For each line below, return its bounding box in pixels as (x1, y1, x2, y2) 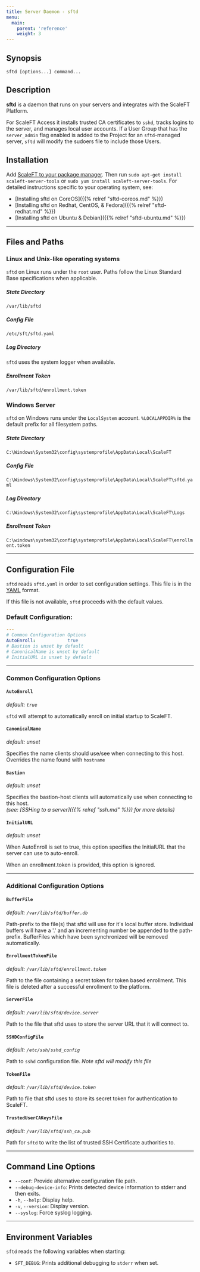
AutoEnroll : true (6, 637, 79, 644)
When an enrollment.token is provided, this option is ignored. (6, 861, 156, 868)
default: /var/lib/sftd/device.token (6, 1084, 96, 1091)
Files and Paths (6, 237, 64, 247)
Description (6, 85, 51, 95)
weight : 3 (17, 31, 42, 37)
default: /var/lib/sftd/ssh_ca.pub (6, 1127, 91, 1134)
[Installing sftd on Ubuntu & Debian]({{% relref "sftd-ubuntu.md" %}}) (14, 214, 186, 221)
